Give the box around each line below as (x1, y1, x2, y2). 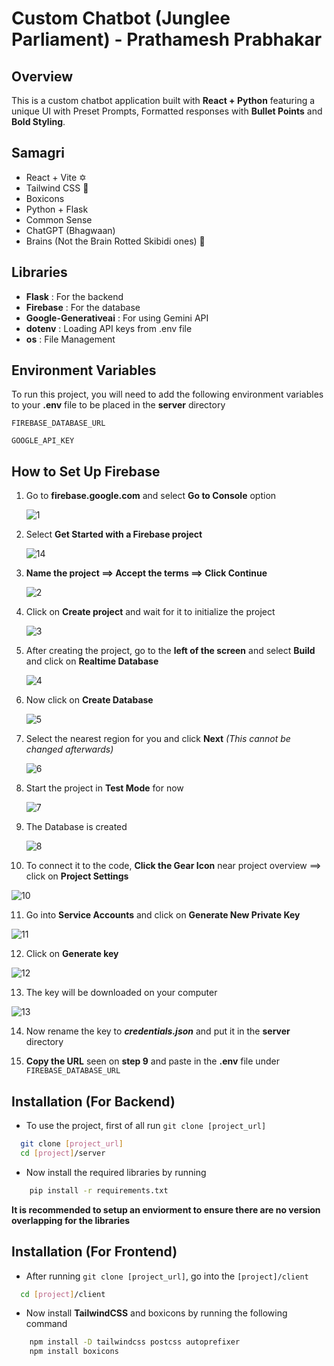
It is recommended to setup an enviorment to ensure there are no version (11, 1203, 321, 1216)
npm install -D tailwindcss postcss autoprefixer (29, 1337, 241, 1347)
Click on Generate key (25, 948, 119, 960)
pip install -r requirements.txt (29, 1185, 169, 1196)
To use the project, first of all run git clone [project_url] (25, 1120, 267, 1132)
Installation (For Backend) (11, 1093, 176, 1110)
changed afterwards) (25, 743, 114, 756)
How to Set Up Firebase (11, 463, 161, 480)
